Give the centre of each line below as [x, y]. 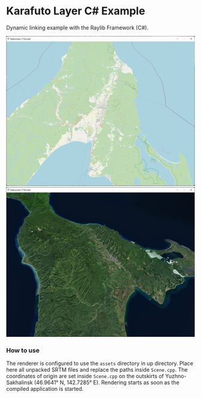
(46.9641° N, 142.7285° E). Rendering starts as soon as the [106, 382]
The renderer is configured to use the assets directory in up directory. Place [100, 363]
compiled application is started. [45, 389]
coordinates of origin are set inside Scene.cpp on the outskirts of [85, 376]
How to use [23, 350]
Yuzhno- [176, 376]
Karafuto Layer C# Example [76, 11]
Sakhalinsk [19, 382]
